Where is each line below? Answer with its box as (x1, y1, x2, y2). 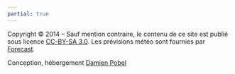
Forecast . (7, 44, 35, 53)
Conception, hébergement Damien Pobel (7, 58, 126, 67)
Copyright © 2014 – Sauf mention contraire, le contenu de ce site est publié (7, 30, 229, 38)
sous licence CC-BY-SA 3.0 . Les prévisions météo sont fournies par (7, 37, 206, 46)
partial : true (7, 10, 50, 18)
